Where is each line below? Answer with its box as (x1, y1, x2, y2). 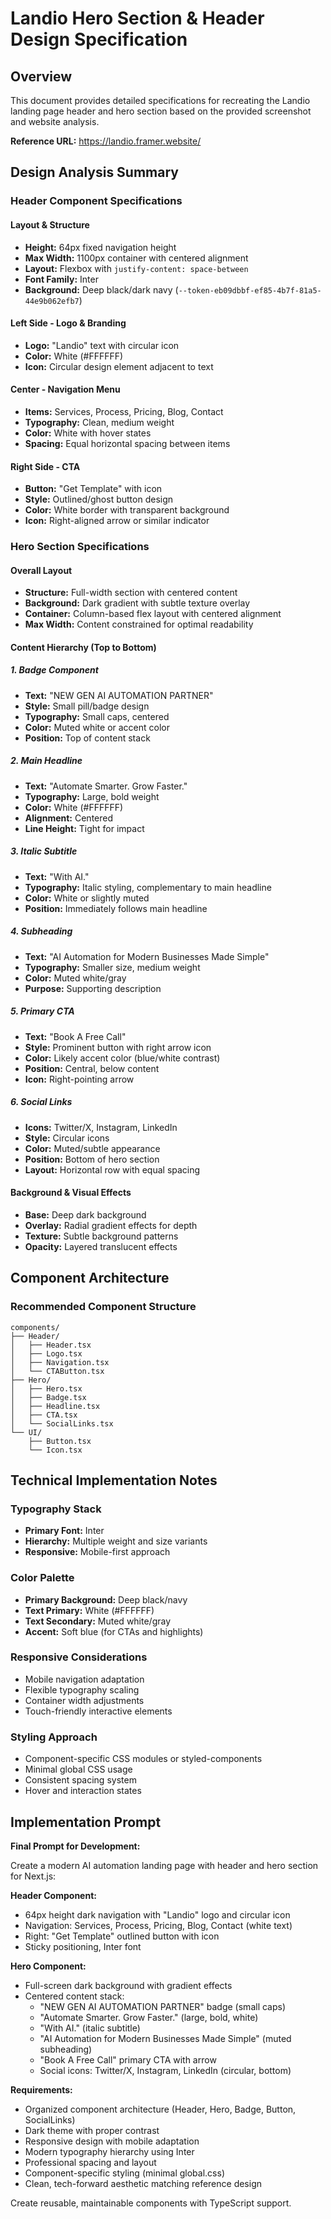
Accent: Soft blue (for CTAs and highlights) (24, 1625, 204, 1637)
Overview (10, 68, 73, 85)
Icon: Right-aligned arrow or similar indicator (24, 515, 210, 527)
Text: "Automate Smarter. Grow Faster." (24, 780, 188, 792)
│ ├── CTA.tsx (10, 1410, 78, 1420)
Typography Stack (10, 1502, 102, 1516)
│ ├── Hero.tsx (10, 1383, 83, 1394)
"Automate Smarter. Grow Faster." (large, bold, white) (39, 2011, 259, 2023)
